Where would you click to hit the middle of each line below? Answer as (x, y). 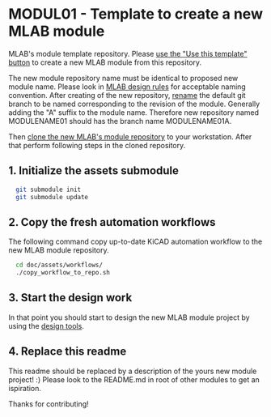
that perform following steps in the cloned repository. (97, 145)
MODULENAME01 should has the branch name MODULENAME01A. (120, 121)
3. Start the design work (70, 298)
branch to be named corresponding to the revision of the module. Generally (134, 104)
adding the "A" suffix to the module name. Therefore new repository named (134, 112)
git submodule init (49, 189)
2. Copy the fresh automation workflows (112, 222)
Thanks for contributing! (49, 404)
